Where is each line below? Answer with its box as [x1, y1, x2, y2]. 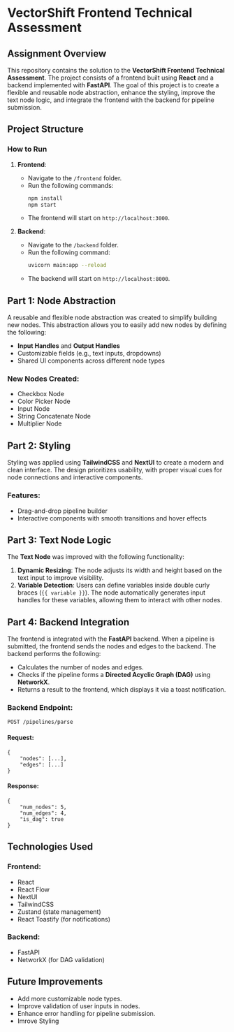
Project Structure [7, 124, 84, 136]
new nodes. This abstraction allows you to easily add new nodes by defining [7, 321, 227, 329]
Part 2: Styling [7, 439, 71, 451]
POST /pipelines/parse [7, 718, 73, 726]
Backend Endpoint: [7, 703, 73, 713]
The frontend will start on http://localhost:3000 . [27, 214, 170, 222]
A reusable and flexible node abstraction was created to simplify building [7, 313, 217, 322]
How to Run [7, 145, 47, 154]
